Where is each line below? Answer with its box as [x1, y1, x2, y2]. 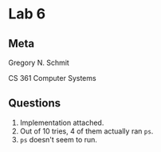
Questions [8, 97, 61, 110]
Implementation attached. [19, 118, 104, 127]
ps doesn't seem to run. [19, 134, 98, 144]
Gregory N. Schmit [8, 58, 69, 67]
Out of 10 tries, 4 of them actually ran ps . [19, 126, 154, 136]
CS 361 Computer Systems [8, 74, 97, 82]
